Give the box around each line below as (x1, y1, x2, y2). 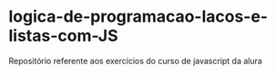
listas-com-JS (8, 25, 119, 46)
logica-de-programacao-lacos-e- (8, 6, 269, 27)
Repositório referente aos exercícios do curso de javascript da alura (8, 55, 263, 66)
